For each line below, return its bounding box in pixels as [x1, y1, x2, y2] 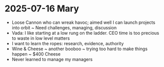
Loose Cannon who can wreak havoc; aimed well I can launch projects [11, 19, 156, 25]
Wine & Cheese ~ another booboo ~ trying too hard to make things [11, 46, 148, 52]
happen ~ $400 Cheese [11, 51, 61, 57]
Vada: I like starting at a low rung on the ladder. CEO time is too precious [11, 30, 159, 36]
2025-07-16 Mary [4, 3, 80, 14]
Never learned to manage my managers [11, 56, 93, 62]
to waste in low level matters [11, 35, 70, 41]
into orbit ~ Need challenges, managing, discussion [11, 24, 117, 30]
